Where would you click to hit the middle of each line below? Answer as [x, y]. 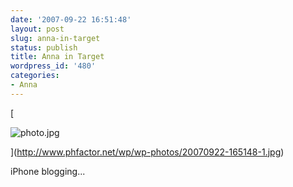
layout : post [37, 29]
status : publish [44, 47]
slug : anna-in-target [55, 38]
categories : [35, 76]
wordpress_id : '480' [53, 66]
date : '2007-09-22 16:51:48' [71, 19]
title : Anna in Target [57, 57]
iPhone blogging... [48, 171]
